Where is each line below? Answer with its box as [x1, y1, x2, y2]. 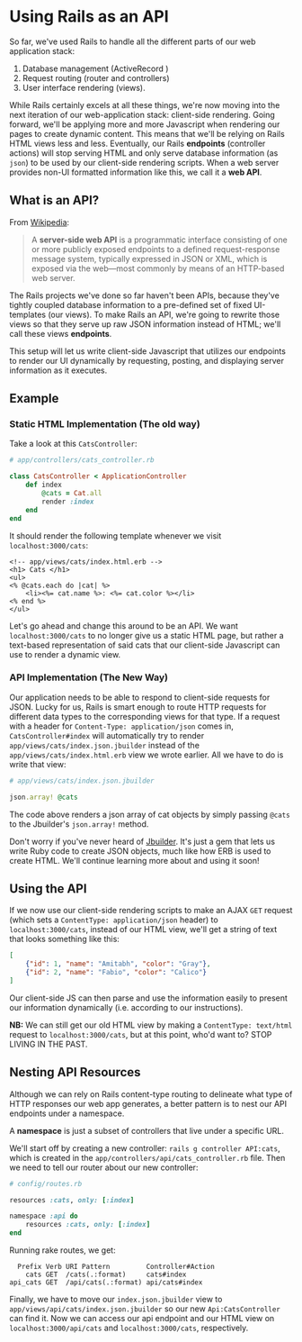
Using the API [9, 881, 87, 896]
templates [9, 309, 47, 320]
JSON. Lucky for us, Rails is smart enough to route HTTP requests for [9, 701, 267, 712]
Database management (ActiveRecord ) [22, 63, 169, 74]
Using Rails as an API [9, 6, 169, 27]
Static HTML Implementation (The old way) [9, 418, 200, 431]
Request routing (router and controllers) [22, 72, 170, 83]
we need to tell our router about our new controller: [9, 1162, 199, 1173]
